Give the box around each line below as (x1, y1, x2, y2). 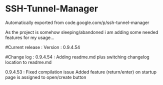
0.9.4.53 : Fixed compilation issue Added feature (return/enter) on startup (5, 68, 156, 75)
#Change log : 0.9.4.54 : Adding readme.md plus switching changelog (5, 53, 150, 60)
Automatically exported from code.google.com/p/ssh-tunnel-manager (5, 19, 149, 25)
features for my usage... (5, 34, 54, 40)
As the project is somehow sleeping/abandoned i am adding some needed (5, 29, 158, 35)
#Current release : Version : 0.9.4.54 (5, 44, 80, 50)
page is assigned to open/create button (5, 74, 86, 80)
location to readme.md (5, 59, 52, 65)
